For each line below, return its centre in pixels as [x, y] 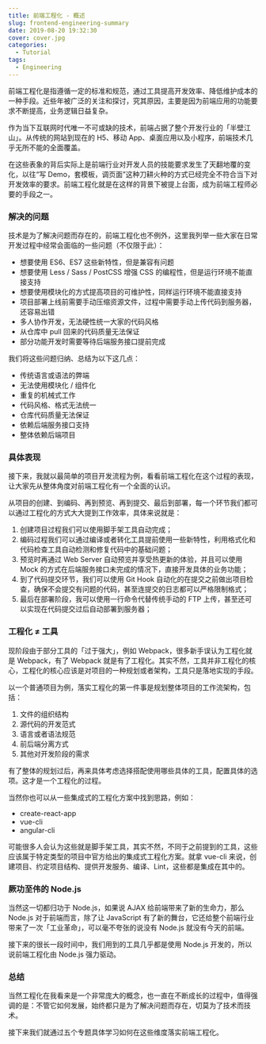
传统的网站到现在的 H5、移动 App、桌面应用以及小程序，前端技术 [139, 137]
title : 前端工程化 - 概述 [47, 15]
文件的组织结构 [44, 714]
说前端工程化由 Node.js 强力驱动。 [65, 954]
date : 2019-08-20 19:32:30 [53, 30]
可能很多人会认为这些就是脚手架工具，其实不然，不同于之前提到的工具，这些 [133, 846]
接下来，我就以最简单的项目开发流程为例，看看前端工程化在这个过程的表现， [133, 476]
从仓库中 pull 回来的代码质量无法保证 [80, 332]
